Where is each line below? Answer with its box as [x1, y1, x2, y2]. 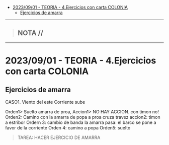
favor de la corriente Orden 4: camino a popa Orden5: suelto [5, 124, 131, 130]
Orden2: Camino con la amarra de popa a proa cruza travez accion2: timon [5, 114, 160, 120]
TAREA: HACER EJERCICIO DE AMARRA [17, 134, 101, 140]
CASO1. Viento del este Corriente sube [5, 99, 86, 105]
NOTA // [17, 29, 44, 37]
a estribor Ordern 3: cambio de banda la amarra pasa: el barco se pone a [5, 119, 156, 125]
